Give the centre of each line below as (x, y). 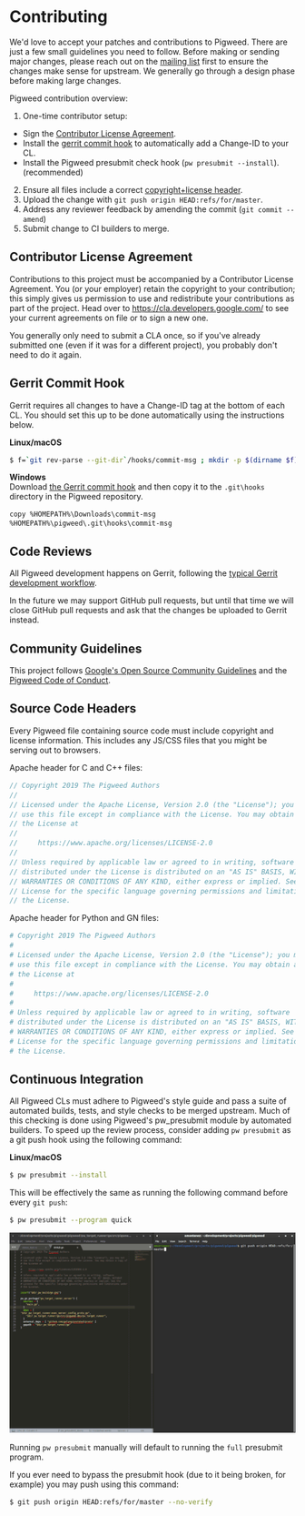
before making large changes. (65, 80)
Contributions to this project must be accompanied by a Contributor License (152, 278)
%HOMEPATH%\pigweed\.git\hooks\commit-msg (91, 524)
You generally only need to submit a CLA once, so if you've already (135, 335)
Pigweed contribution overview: (69, 98)
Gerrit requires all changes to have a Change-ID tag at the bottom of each (148, 405)
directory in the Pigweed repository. (76, 497)
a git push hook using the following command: (96, 1140)
